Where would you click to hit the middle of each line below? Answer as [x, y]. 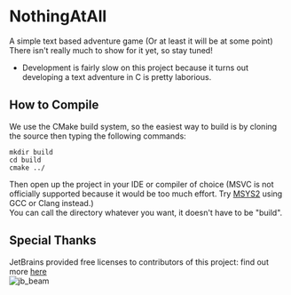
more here [28, 271]
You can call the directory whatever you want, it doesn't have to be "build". [146, 212]
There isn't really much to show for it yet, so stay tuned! [111, 50]
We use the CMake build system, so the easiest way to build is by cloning [143, 126]
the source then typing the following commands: [98, 136]
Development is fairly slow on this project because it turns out [135, 68]
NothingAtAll [58, 16]
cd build [25, 160]
